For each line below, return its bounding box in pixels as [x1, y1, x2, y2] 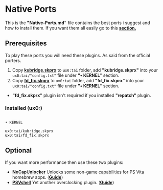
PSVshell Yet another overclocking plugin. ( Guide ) [12, 179, 114, 185]
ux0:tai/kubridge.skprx [5, 129, 54, 134]
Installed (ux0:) [5, 104, 43, 111]
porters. [5, 58, 21, 63]
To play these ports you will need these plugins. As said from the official [5, 52, 150, 58]
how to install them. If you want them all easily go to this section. [5, 25, 136, 31]
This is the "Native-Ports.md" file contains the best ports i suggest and [5, 20, 150, 26]
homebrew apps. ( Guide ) [12, 174, 63, 180]
